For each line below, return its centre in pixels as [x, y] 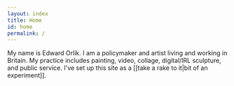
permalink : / [26, 33]
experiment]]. [27, 76]
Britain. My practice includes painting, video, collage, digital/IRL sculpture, [115, 61]
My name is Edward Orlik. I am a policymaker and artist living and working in [117, 53]
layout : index [28, 14]
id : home [20, 27]
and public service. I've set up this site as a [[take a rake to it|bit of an [108, 68]
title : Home [25, 20]
